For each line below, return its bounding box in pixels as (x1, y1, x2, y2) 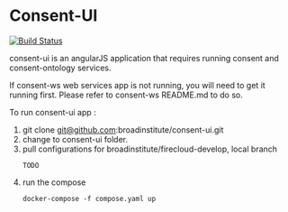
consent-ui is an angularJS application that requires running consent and (9, 52, 279, 63)
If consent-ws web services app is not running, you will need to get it (9, 79, 265, 90)
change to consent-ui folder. (22, 134, 129, 144)
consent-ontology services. (9, 62, 112, 73)
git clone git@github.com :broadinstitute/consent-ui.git (22, 124, 224, 135)
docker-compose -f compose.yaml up (22, 194, 157, 203)
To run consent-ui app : (9, 106, 96, 117)
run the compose (22, 177, 86, 188)
